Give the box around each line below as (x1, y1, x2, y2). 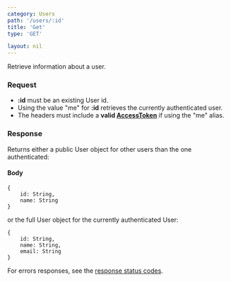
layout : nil (7, 43, 42, 50)
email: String (20, 247, 61, 255)
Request (7, 80, 37, 90)
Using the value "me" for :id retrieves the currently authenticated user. (17, 103, 223, 112)
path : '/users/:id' (7, 17, 65, 24)
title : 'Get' (7, 23, 46, 30)
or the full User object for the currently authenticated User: (7, 215, 179, 224)
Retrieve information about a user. (7, 62, 106, 71)
